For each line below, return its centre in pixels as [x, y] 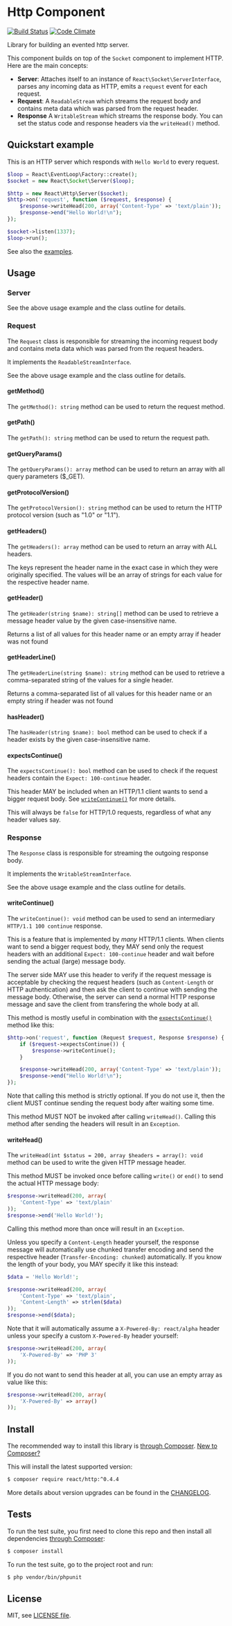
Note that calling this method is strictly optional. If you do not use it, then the [116, 1096]
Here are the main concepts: [48, 65]
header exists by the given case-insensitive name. [79, 740]
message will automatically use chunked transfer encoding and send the [110, 1249]
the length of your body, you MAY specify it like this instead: [93, 1264]
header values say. [34, 820]
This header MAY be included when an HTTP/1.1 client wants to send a [108, 792]
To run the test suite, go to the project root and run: [80, 1564]
